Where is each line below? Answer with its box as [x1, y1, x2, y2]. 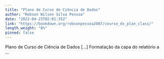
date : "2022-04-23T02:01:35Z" [5, 16, 68, 21]
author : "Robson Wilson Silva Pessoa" [5, 12, 85, 17]
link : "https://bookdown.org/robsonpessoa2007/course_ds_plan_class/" [5, 21, 154, 26]
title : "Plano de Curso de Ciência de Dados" [5, 7, 100, 12]
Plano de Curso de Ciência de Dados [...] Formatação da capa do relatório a [5, 44, 160, 50]
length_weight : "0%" [5, 26, 48, 31]
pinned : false [5, 30, 35, 35]
